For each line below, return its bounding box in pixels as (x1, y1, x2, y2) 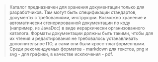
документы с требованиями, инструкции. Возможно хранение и (9, 15, 147, 20)
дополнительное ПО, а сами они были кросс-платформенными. (9, 41, 146, 46)
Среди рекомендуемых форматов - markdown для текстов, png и (9, 46, 149, 52)
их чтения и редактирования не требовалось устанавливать (9, 35, 138, 41)
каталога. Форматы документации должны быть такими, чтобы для (9, 31, 154, 36)
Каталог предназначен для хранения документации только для (9, 4, 145, 10)
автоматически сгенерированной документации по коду (9, 20, 131, 26)
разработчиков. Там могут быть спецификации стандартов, (9, 9, 137, 15)
